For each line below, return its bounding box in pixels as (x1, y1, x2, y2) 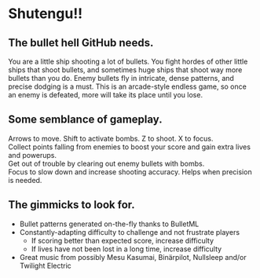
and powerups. (8, 150, 57, 159)
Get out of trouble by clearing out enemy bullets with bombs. (8, 159, 205, 168)
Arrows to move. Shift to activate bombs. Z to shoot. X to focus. (8, 134, 214, 143)
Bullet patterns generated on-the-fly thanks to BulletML (19, 219, 200, 229)
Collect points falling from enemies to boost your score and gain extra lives (8, 142, 251, 152)
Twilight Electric (19, 261, 72, 270)
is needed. (8, 175, 42, 185)
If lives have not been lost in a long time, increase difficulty (31, 244, 222, 254)
